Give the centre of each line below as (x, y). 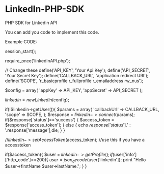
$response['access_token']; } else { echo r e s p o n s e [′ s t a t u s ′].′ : (68, 125)
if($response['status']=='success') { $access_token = (60, 119)
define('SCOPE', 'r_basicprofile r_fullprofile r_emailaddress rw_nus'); (74, 81)
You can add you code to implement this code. (52, 32)
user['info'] (125, 154)
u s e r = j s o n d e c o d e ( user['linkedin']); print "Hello (97, 160)
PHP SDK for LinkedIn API (31, 23)
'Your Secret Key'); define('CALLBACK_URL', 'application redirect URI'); (77, 75)
